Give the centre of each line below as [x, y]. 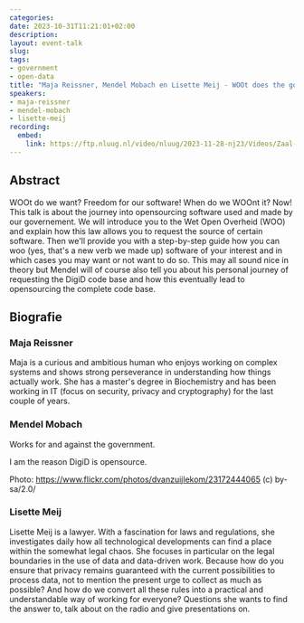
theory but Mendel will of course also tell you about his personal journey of [149, 269]
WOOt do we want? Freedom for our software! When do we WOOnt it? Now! [151, 202]
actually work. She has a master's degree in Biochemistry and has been [143, 382]
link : [36, 144]
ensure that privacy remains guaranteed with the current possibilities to [142, 570]
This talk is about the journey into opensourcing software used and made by [152, 212]
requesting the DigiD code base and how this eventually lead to [128, 279]
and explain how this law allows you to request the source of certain [136, 231]
